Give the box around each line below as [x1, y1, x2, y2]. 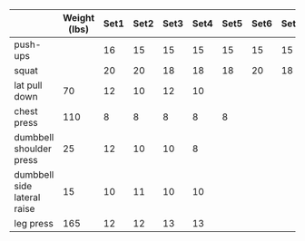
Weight [62, 12, 95, 24]
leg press [14, 217, 54, 229]
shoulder [14, 142, 52, 155]
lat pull [14, 79, 43, 92]
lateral [14, 191, 41, 203]
